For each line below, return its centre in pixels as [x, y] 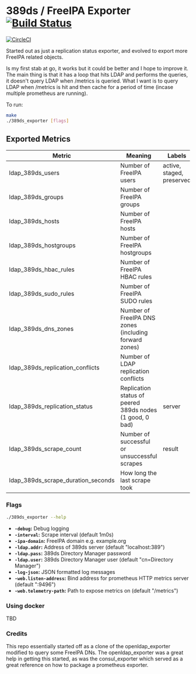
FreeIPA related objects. [35, 57]
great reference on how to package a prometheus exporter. [77, 665]
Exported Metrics [38, 139]
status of [132, 395]
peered [130, 402]
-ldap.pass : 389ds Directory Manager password [73, 553]
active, [172, 165]
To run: [15, 104]
